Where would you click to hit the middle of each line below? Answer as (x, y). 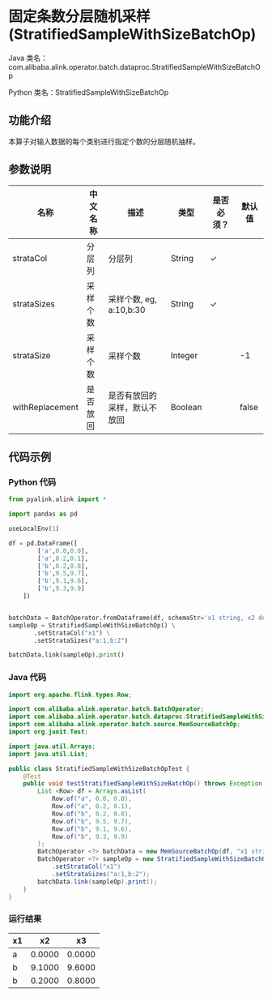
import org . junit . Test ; (49, 732)
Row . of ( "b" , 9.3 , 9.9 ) (90, 837)
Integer (184, 355)
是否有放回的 (133, 396)
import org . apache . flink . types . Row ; (70, 695)
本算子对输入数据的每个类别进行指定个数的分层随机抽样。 (104, 141)
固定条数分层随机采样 (80, 17)
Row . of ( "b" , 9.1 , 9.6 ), (91, 829)
